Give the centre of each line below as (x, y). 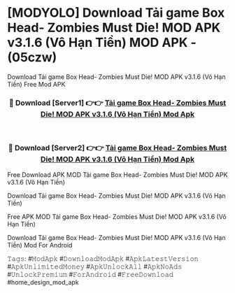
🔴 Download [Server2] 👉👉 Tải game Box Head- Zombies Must (117, 148)
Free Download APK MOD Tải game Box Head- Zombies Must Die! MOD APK (117, 174)
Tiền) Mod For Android (40, 245)
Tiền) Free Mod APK (36, 84)
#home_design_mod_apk (43, 282)
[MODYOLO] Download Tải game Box (116, 13)
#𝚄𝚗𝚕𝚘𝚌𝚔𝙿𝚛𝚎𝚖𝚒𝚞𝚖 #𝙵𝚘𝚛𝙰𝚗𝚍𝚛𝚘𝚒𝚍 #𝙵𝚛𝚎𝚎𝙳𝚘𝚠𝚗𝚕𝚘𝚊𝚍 (90, 274)
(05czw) (32, 58)
